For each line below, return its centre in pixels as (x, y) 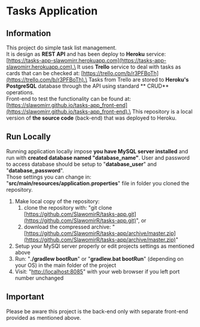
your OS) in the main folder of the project (66, 265)
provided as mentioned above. (44, 317)
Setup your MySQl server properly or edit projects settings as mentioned (104, 246)
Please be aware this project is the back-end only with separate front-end (97, 311)
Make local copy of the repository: (57, 201)
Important (25, 297)
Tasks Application (52, 11)
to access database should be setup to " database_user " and (81, 164)
